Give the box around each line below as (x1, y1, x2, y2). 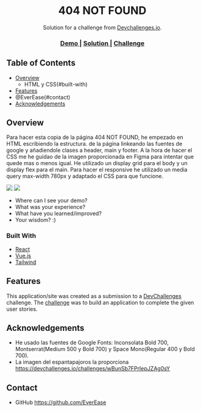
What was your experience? (15, 204, 86, 211)
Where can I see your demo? (15, 197, 88, 204)
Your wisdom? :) (15, 216, 56, 224)
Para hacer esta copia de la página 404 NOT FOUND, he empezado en (6, 133, 184, 141)
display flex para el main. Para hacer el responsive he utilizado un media (6, 166, 188, 174)
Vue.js (15, 252, 32, 259)
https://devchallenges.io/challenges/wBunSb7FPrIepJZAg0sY (15, 365, 171, 372)
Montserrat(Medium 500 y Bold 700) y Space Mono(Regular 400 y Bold (15, 346, 195, 353)
